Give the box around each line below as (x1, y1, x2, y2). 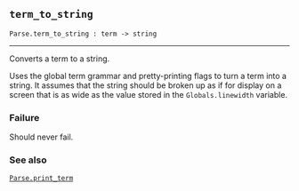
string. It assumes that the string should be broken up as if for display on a (9, 80, 282, 91)
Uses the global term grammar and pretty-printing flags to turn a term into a (9, 70, 287, 81)
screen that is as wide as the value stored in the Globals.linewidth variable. (9, 89, 287, 99)
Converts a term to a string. (9, 53, 110, 64)
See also (9, 154, 47, 166)
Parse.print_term (9, 174, 74, 183)
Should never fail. (9, 131, 74, 142)
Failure (9, 111, 40, 123)
